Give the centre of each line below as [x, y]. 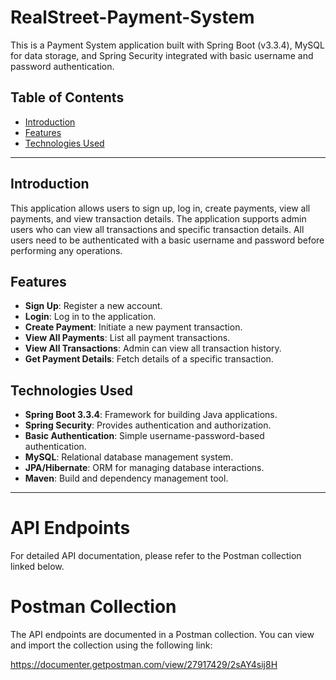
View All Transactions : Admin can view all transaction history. [153, 348]
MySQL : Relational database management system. [129, 457]
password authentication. [62, 66]
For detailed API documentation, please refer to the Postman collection [156, 556]
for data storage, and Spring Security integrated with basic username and [162, 55]
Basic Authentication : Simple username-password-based [144, 436]
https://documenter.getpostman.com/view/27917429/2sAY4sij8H [144, 665]
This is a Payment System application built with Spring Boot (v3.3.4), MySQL [167, 45]
